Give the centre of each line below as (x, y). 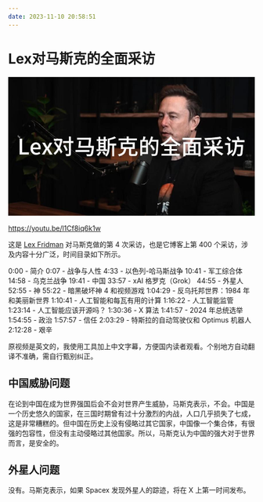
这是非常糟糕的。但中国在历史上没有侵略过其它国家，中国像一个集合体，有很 (131, 423)
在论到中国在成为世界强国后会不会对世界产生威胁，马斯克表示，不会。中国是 (131, 403)
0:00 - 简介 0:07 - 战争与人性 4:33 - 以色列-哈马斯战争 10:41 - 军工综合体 (125, 271)
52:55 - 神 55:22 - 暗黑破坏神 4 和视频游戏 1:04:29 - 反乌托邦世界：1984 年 (129, 290)
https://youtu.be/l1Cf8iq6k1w (55, 228)
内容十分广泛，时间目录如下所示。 (70, 254)
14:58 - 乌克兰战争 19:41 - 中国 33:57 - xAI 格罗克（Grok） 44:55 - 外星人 (126, 280)
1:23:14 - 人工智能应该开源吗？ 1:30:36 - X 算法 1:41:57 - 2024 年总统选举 (126, 310)
